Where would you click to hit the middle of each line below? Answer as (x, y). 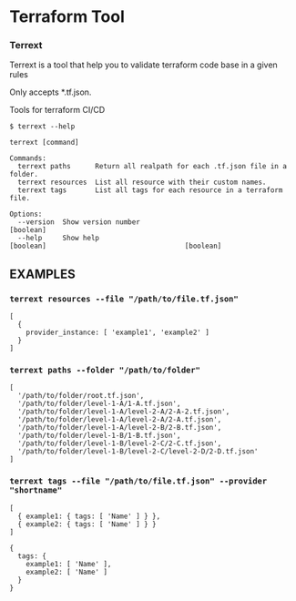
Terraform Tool (67, 17)
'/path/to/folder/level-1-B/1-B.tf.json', (99, 436)
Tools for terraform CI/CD (57, 110)
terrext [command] (44, 143)
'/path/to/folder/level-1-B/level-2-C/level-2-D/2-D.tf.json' (138, 452)
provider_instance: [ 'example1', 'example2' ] (117, 333)
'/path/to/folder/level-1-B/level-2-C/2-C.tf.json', (120, 443)
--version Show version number (79, 222)
